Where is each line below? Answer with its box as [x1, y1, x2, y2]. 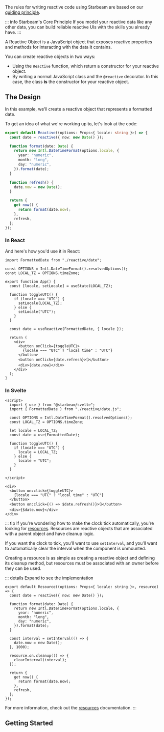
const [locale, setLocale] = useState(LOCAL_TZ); [9, 283, 113, 288]
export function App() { [5, 279, 56, 284]
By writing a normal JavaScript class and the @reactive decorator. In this [12, 74, 159, 79]
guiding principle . [5, 9, 41, 15]
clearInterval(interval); [14, 658, 67, 663]
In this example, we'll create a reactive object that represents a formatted [5, 106, 153, 112]
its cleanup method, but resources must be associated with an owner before [5, 560, 159, 566]
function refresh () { [9, 180, 54, 185]
